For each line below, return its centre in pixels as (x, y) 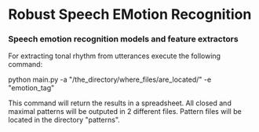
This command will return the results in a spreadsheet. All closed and (120, 103)
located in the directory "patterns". (64, 120)
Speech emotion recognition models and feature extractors (123, 39)
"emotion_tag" (31, 88)
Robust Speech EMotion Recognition (130, 15)
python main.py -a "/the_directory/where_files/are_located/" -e (110, 79)
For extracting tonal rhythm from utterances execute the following (115, 56)
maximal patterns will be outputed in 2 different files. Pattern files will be (125, 112)
